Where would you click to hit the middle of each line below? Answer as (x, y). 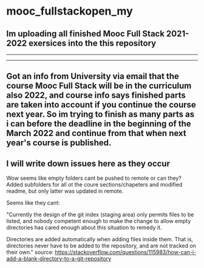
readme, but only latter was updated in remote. (65, 191)
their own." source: (30, 252)
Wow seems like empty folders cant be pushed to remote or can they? (94, 178)
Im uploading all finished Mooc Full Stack (86, 34)
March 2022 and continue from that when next (96, 133)
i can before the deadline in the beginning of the (99, 124)
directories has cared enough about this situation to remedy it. (84, 228)
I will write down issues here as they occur (88, 163)
